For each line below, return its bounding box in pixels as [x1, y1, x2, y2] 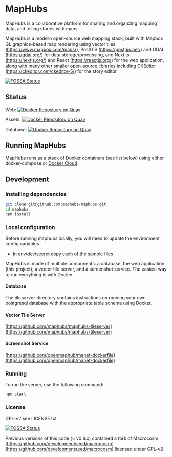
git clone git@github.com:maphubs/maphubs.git [5, 202, 106, 207]
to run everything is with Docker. [5, 272, 74, 278]
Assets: [5, 116, 21, 122]
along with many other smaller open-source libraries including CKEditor [5, 63, 156, 69]
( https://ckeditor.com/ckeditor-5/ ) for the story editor [5, 68, 117, 74]
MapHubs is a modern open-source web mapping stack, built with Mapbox [5, 35, 163, 41]
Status [5, 93, 27, 101]
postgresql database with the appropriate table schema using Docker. [5, 300, 153, 306]
